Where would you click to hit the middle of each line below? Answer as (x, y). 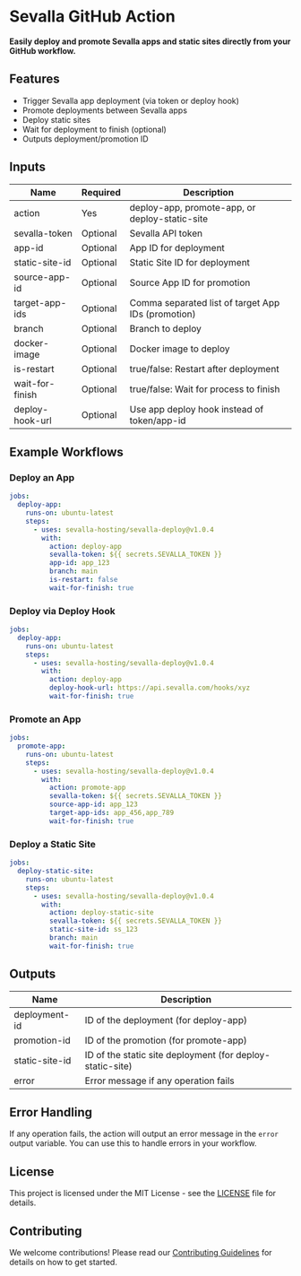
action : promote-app (87, 788)
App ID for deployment (177, 247)
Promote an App (45, 719)
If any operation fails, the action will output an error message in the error (144, 1134)
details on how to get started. (64, 1263)
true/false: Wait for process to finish (205, 389)
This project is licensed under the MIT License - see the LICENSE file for (142, 1194)
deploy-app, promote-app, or (193, 207)
